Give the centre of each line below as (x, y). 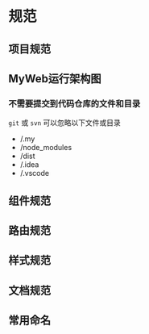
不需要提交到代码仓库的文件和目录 (74, 103)
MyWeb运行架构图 (55, 79)
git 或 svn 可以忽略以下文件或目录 (64, 123)
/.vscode (35, 173)
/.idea (29, 165)
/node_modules (46, 148)
